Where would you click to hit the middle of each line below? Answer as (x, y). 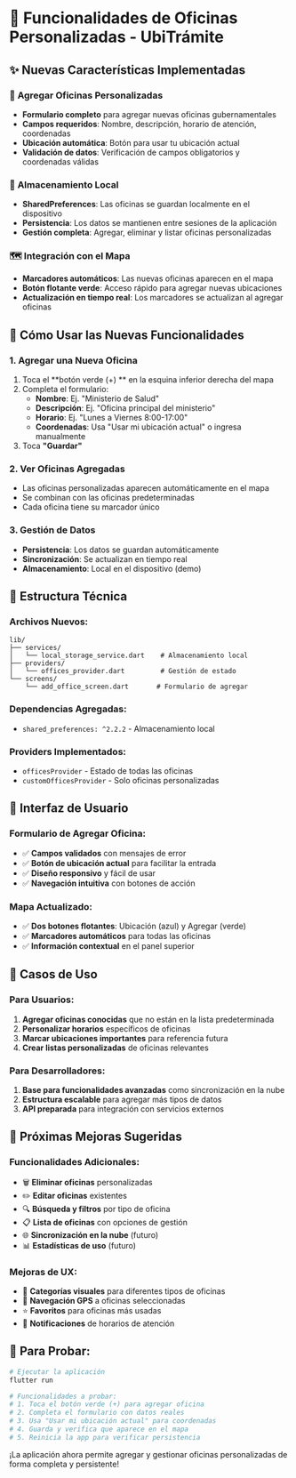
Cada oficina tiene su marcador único (91, 507)
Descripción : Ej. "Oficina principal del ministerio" (125, 408)
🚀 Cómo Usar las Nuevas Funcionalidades (127, 335)
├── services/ (36, 648)
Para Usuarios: (42, 1000)
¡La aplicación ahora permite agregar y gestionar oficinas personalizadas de (148, 1454)
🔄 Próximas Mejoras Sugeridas (96, 1137)
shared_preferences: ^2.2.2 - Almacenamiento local (118, 728)
